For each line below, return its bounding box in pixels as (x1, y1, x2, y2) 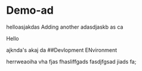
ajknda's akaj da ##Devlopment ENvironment (6, 46, 118, 54)
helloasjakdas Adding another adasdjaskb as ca (6, 23, 124, 30)
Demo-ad (6, 4, 54, 17)
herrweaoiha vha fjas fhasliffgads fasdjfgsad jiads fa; (6, 58, 137, 65)
